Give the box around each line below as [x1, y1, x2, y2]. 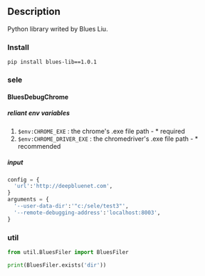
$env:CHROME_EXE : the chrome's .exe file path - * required [17, 127, 185, 135]
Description [7, 6, 61, 18]
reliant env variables [7, 109, 70, 117]
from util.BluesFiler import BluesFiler [7, 248, 130, 255]
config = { [7, 176, 40, 184]
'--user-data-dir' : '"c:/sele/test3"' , [14, 203, 130, 210]
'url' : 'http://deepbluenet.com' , [14, 183, 113, 190]
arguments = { [7, 196, 50, 203]
